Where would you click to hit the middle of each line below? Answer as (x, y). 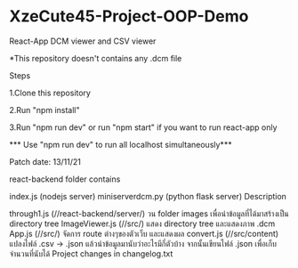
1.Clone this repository (50, 93)
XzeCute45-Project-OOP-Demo (129, 16)
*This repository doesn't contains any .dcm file (96, 58)
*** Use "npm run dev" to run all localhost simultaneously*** (121, 144)
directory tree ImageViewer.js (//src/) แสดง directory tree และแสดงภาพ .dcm (142, 223)
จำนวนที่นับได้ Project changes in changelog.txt (91, 253)
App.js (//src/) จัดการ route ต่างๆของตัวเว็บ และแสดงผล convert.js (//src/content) (144, 233)
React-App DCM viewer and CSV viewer (83, 41)
